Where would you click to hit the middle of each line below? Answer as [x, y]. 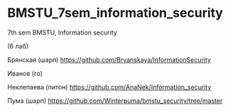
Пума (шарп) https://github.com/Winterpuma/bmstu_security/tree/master [115, 101]
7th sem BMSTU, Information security [62, 32]
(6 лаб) [18, 46]
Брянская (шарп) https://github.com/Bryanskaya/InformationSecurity [109, 60]
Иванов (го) [25, 73]
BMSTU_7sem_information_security [115, 13]
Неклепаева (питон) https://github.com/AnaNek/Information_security [109, 87]
